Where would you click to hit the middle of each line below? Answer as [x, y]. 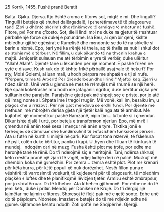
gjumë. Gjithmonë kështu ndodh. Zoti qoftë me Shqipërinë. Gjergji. [72, 204]
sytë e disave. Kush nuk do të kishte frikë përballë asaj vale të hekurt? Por [80, 69]
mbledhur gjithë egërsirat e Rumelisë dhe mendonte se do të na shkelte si [79, 43]
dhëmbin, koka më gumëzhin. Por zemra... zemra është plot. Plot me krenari [82, 162]
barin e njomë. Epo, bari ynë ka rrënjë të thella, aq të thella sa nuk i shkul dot [82, 48]
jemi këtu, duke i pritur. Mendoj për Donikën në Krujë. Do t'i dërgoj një [75, 189]
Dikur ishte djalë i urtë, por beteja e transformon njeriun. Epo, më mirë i [76, 121]
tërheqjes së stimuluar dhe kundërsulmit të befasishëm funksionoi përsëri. [80, 131]
